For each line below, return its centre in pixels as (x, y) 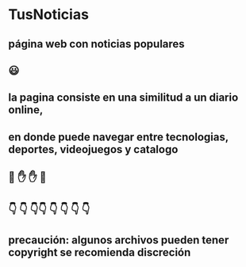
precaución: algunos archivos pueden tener (119, 240)
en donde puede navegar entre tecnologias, (118, 137)
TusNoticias (49, 15)
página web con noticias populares (96, 44)
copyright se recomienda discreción (100, 252)
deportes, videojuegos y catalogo (93, 149)
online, (26, 110)
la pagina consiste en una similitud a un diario (123, 98)
